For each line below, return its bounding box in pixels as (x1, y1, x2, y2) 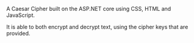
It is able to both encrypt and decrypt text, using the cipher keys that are (6, 24, 189, 30)
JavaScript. (6, 12, 35, 19)
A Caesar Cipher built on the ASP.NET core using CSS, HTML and (6, 5, 171, 12)
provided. (6, 30, 31, 37)
